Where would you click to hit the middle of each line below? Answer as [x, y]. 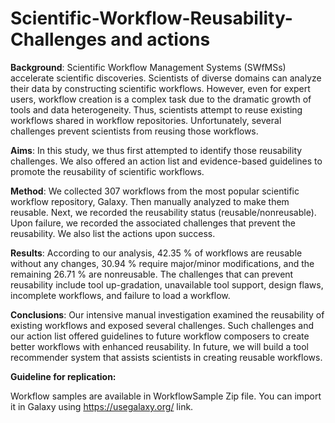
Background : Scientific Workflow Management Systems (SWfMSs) [148, 67]
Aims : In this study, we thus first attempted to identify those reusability [156, 150]
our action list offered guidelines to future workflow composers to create [160, 336]
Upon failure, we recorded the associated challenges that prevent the [153, 223]
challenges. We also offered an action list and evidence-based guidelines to [166, 161]
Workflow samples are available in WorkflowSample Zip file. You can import [166, 396]
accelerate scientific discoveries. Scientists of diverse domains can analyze [166, 78]
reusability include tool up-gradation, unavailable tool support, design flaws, [167, 284]
